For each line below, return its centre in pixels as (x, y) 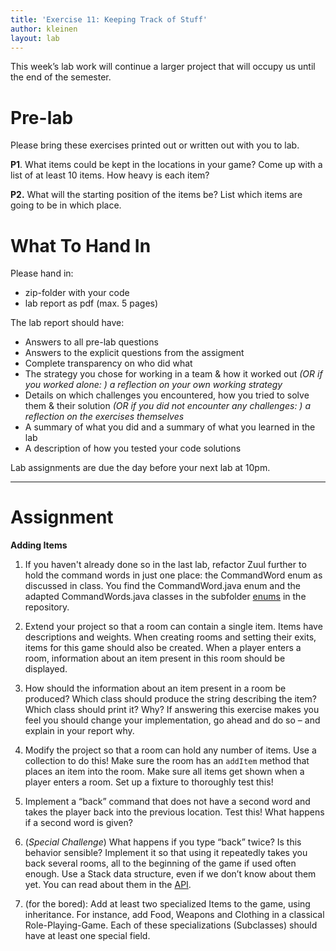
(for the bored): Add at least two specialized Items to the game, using (167, 904)
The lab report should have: (67, 323)
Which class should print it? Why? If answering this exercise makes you (172, 710)
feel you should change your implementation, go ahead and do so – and (172, 720)
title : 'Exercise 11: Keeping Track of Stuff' (109, 19)
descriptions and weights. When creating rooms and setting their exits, (170, 637)
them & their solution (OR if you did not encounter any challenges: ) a (167, 406)
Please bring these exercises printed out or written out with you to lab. (155, 145)
